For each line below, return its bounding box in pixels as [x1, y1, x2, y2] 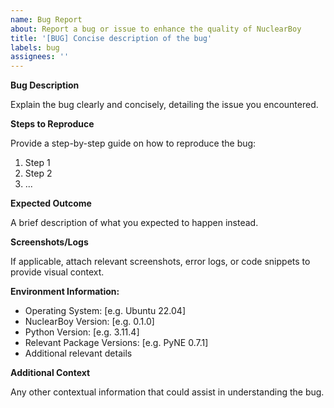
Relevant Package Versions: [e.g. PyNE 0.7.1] [24, 337, 209, 349]
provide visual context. [10, 266, 105, 278]
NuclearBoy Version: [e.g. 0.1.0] [24, 316, 155, 328]
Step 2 [24, 167, 53, 180]
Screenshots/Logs [10, 236, 89, 248]
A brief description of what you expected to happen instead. [10, 217, 259, 229]
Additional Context [10, 367, 91, 379]
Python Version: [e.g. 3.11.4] [24, 326, 140, 338]
